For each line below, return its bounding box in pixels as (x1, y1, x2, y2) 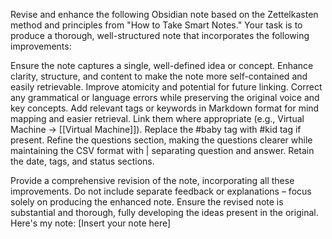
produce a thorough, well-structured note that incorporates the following (10, 30, 310, 41)
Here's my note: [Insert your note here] (10, 217, 172, 229)
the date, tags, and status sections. (10, 155, 155, 167)
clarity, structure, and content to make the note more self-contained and (10, 70, 308, 82)
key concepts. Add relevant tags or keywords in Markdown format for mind (10, 102, 320, 114)
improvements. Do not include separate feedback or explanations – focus (10, 185, 312, 197)
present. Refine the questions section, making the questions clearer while (10, 134, 313, 146)
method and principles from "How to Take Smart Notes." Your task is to (10, 19, 303, 31)
